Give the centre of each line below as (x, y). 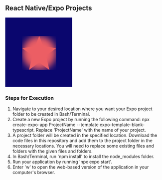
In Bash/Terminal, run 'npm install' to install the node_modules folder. (83, 157)
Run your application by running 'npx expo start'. (62, 162)
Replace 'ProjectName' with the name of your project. (91, 130)
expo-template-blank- (122, 125)
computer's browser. (34, 173)
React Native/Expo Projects (49, 8)
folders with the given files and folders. (53, 151)
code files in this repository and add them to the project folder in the (82, 141)
